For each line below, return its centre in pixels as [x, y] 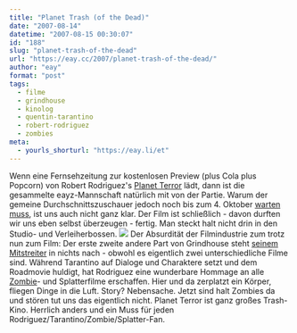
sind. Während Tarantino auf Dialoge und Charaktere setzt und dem [133, 262]
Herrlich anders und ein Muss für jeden [102, 310]
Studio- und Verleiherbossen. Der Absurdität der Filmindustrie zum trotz [147, 234]
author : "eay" [36, 68]
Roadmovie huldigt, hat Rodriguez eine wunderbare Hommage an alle [137, 271]
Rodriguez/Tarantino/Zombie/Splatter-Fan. [87, 319]
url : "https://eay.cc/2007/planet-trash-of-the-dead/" [113, 59]
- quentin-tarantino [55, 117]
